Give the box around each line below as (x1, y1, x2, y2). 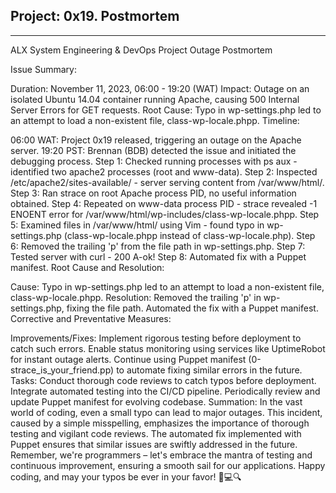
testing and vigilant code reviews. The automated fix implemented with (10, 427, 302, 439)
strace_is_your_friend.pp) (10, 364, 115, 376)
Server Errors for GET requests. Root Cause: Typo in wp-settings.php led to (10, 104, 322, 116)
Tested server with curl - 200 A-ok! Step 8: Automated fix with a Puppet (10, 250, 307, 263)
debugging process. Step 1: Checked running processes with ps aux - (10, 155, 298, 167)
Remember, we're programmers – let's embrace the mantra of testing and (10, 449, 313, 461)
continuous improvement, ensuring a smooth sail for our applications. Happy (10, 459, 326, 471)
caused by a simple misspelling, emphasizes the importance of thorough (10, 417, 310, 429)
